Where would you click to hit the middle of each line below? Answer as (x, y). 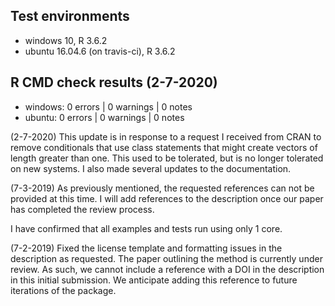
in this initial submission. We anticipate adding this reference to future (154, 280)
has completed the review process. (82, 209)
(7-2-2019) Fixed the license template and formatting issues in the (146, 248)
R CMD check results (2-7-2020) (114, 82)
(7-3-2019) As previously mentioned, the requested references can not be (162, 188)
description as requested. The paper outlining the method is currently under (166, 258)
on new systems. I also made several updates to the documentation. (151, 168)
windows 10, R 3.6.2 (66, 40)
